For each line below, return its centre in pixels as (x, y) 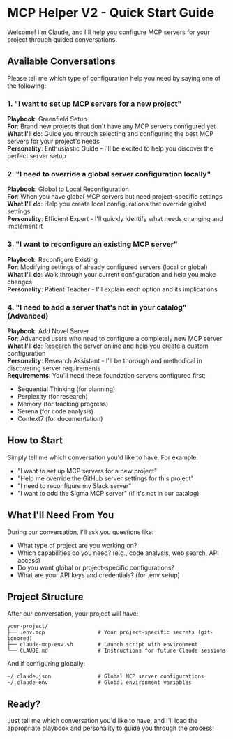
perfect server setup (37, 156)
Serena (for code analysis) (55, 411)
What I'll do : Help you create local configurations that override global (107, 204)
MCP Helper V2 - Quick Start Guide (111, 13)
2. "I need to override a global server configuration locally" (109, 174)
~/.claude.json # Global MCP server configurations (106, 677)
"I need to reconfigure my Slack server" (74, 485)
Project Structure (45, 596)
